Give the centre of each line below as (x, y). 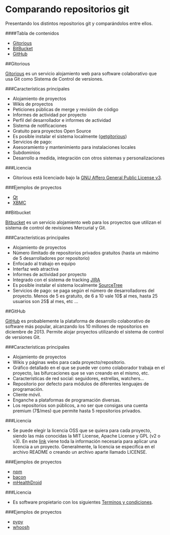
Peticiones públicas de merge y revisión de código (65, 109)
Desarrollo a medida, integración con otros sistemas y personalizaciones (89, 158)
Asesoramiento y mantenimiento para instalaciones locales (74, 147)
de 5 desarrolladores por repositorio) (51, 258)
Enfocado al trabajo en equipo (44, 263)
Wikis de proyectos (33, 104)
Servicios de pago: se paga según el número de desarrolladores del (83, 290)
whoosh (21, 527)
